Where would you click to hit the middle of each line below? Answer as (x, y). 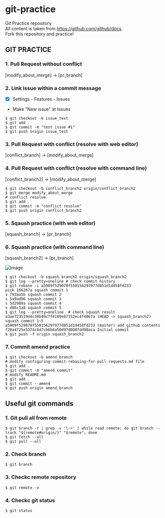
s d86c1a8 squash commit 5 (33, 308)
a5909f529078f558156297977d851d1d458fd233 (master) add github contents (83, 326)
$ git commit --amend (28, 384)
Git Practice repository (28, 23)
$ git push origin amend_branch (39, 388)
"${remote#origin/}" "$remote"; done (58, 433)
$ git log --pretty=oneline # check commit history (60, 281)
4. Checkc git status (30, 500)
